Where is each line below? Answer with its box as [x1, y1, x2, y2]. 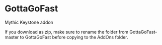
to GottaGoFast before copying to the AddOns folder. [20, 34, 128, 40]
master [4, 34, 19, 40]
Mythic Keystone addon [4, 19, 53, 25]
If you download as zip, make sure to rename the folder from [4, 29, 129, 35]
